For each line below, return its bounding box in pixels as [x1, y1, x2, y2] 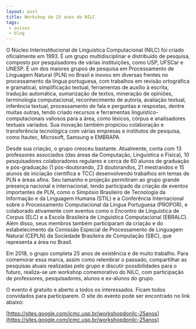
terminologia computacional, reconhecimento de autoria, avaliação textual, [6, 96, 186, 103]
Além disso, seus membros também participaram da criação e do [6, 220, 164, 227]
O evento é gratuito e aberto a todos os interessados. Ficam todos [6, 286, 166, 293]
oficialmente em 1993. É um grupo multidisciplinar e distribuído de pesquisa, [6, 53, 190, 60]
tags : [6, 19, 19, 25]
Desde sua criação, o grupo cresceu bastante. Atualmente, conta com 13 [6, 145, 182, 152]
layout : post [6, 8, 38, 15]
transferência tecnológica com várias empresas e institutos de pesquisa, [6, 127, 181, 135]
